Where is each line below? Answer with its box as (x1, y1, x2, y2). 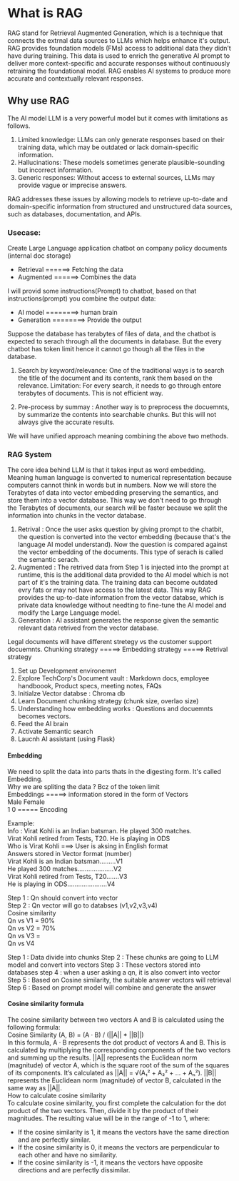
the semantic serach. (17, 556, 80, 564)
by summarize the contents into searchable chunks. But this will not (17, 411, 217, 419)
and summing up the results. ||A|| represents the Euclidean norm (7, 1053, 198, 1062)
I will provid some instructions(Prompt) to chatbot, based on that (7, 287, 197, 296)
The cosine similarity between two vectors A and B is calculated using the (7, 1015, 225, 1024)
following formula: (7, 1022, 61, 1031)
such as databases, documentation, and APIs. (7, 209, 142, 218)
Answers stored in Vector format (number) (7, 849, 132, 858)
